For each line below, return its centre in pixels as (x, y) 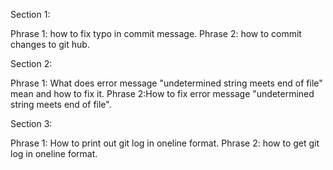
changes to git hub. (50, 44)
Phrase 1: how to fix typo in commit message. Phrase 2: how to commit (156, 33)
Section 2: (31, 63)
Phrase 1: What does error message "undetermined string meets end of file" (166, 83)
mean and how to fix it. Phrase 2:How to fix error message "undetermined (162, 93)
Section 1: (30, 14)
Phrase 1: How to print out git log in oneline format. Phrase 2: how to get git (165, 143)
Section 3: (31, 123)
